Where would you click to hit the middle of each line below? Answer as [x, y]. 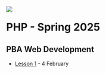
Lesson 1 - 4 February [42, 63]
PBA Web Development [50, 49]
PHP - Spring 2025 [53, 27]
